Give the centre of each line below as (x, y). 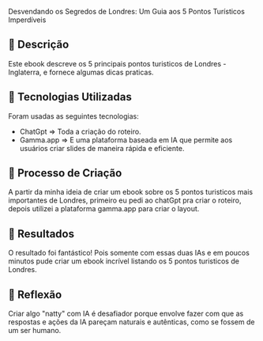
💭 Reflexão (35, 295)
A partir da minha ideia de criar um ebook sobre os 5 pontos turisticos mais (131, 192)
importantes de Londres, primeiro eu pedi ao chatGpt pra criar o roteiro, (125, 200)
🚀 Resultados (41, 234)
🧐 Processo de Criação (65, 173)
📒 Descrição (39, 45)
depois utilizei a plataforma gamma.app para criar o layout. (104, 209)
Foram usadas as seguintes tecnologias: (74, 116)
